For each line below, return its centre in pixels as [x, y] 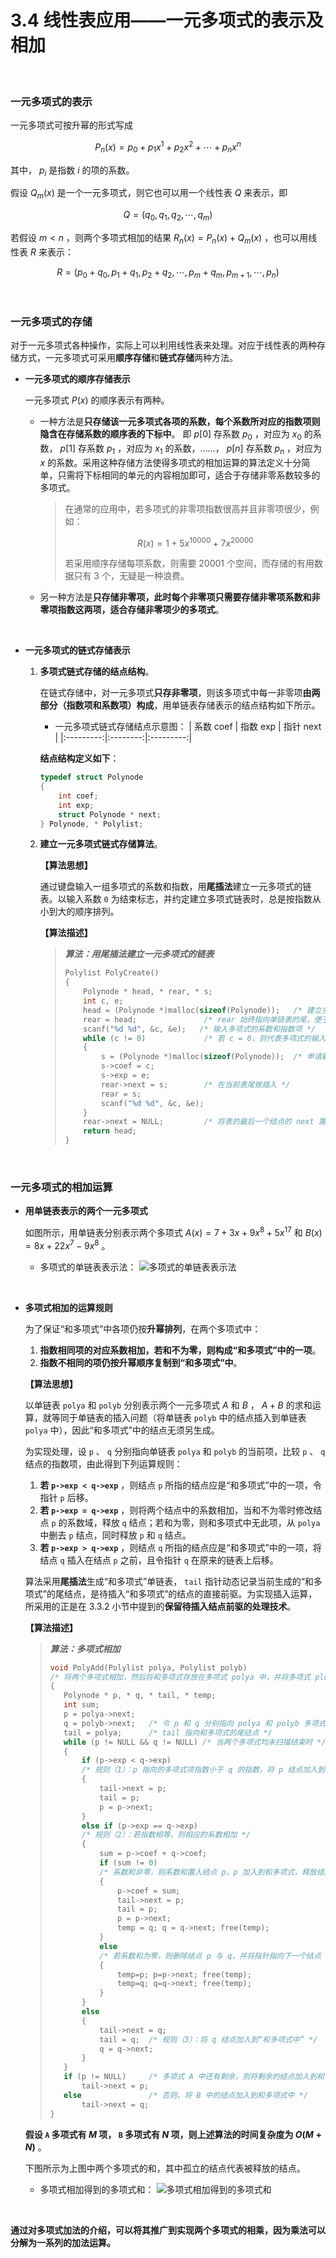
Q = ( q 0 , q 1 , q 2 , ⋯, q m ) [168, 216]
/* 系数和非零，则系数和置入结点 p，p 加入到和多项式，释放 [208, 1872]
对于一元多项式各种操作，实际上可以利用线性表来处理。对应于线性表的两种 [163, 345]
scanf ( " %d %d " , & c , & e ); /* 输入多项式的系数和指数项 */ [199, 1029]
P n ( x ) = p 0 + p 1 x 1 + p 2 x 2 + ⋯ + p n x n [168, 147]
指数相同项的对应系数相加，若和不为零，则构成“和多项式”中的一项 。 [180, 1350]
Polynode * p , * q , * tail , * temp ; [140, 1696]
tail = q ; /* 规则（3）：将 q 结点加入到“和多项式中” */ [208, 2039]
